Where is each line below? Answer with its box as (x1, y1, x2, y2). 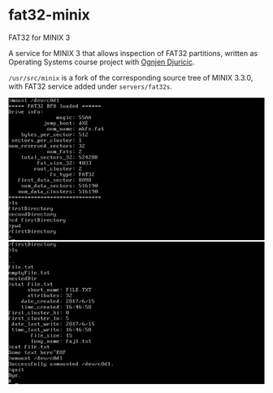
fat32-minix (8, 6, 91, 24)
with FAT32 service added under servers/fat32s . (8, 81, 173, 91)
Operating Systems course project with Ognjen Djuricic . (8, 57, 195, 67)
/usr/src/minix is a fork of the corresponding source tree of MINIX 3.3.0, (8, 72, 253, 82)
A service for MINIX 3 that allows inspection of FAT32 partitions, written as (8, 48, 258, 58)
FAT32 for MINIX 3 (8, 33, 71, 42)
